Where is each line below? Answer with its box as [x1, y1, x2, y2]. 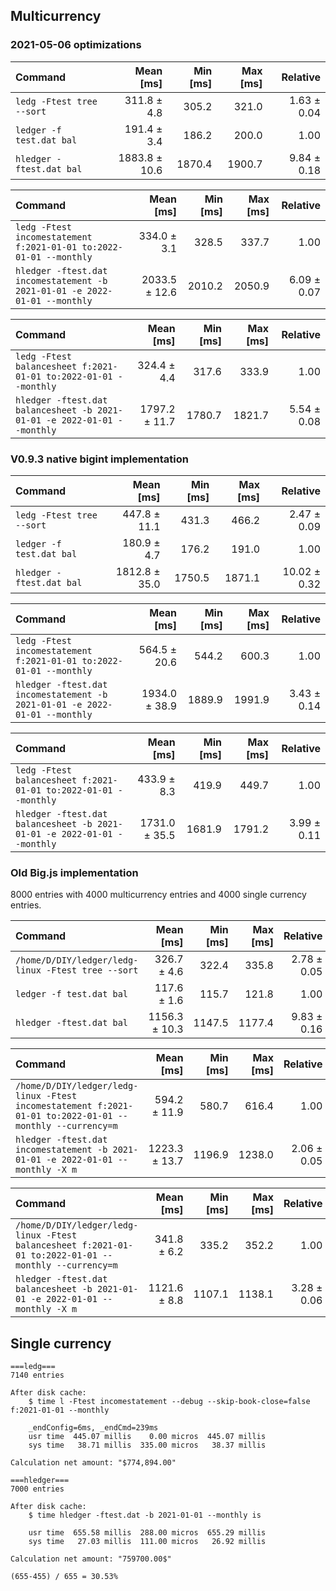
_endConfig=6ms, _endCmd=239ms [28, 1423, 159, 1433]
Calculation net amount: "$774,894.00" [10, 1458, 177, 1468]
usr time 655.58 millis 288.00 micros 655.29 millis [28, 1528, 267, 1538]
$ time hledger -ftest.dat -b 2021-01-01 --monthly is [28, 1510, 262, 1521]
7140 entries [10, 1370, 65, 1381]
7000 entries [10, 1484, 65, 1494]
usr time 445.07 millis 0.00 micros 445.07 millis [28, 1432, 267, 1442]
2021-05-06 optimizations [10, 38, 142, 52]
